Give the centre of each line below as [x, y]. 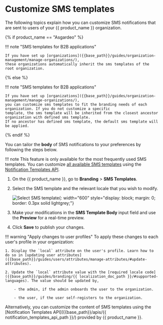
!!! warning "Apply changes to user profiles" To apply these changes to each [82, 237]
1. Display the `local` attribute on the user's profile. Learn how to [79, 251]
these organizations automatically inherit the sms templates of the [77, 64]
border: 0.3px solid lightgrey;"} [43, 203]
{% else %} [17, 77]
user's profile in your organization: [40, 242]
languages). [17, 281]
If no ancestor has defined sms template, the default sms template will [82, 121]
